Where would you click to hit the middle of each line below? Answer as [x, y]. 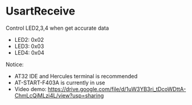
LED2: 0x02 [29, 39]
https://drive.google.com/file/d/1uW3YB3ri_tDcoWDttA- [117, 89]
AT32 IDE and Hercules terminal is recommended [76, 76]
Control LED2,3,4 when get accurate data [58, 28]
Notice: [15, 64]
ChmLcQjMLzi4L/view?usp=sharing [59, 95]
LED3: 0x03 [29, 46]
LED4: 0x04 [29, 52]
